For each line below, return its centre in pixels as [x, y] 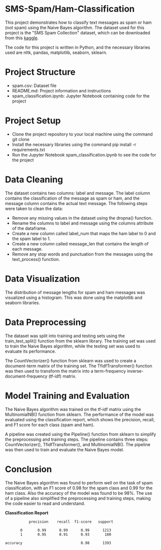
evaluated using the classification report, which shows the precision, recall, [80, 419]
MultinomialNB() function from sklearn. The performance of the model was [80, 414]
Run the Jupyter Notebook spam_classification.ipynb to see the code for [84, 155]
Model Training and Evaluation [67, 396]
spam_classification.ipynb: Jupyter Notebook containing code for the [81, 96]
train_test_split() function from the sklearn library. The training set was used [80, 341]
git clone [21, 139]
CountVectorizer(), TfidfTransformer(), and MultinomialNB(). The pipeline [78, 444]
